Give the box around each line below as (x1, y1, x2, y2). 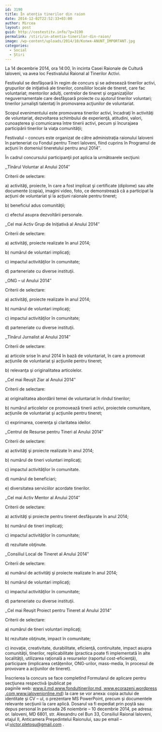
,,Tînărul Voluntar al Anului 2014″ (5, 164, 70, 170)
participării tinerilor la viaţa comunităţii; (5, 126, 83, 131)
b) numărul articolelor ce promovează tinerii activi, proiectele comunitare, (5, 405, 151, 411)
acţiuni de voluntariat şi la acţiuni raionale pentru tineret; (5, 193, 117, 199)
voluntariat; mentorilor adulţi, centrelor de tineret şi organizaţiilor (5, 90, 133, 96)
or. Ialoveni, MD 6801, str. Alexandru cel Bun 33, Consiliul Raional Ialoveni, (5, 711, 152, 717)
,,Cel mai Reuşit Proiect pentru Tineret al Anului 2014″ (5, 607, 112, 614)
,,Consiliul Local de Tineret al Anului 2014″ (5, 551, 89, 557)
